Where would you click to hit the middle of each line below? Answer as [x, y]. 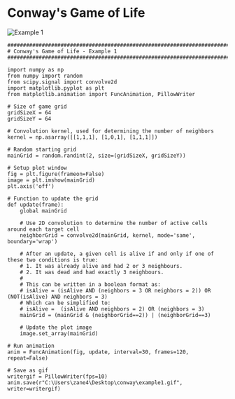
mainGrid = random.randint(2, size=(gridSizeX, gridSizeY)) [97, 156]
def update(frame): [36, 205]
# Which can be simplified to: [65, 303]
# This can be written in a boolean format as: [90, 284]
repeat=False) [28, 358]
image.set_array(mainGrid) [59, 333]
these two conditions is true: [53, 260]
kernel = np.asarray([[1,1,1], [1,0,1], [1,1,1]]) [83, 137]
